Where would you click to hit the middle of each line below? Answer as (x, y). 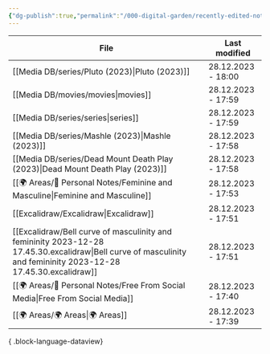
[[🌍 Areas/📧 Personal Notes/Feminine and (92, 182)
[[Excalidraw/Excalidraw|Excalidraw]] (83, 214)
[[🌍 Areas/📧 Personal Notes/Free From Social (99, 285)
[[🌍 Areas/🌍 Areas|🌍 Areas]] (70, 315)
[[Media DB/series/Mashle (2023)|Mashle (92, 136)
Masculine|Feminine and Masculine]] (82, 195)
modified (233, 53)
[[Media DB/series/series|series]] (76, 117)
